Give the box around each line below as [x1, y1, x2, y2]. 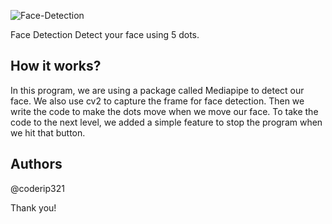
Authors [10, 156, 63, 173]
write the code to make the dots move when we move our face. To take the [10, 105, 319, 117]
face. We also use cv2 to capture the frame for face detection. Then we [10, 95, 305, 107]
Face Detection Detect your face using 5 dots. [10, 29, 200, 40]
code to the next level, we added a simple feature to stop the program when [10, 116, 323, 128]
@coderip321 [10, 182, 65, 194]
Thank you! [10, 201, 57, 214]
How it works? [10, 58, 102, 75]
